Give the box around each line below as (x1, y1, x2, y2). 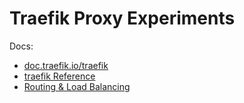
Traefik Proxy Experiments (9, 7, 236, 30)
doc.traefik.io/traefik (23, 59, 109, 71)
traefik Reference (23, 70, 96, 82)
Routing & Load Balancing (23, 80, 131, 92)
